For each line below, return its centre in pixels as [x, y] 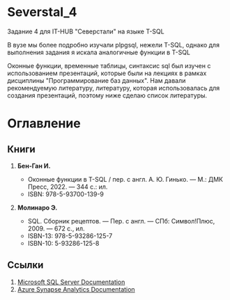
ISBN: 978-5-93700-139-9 [66, 194]
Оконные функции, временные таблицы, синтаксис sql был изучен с [109, 65]
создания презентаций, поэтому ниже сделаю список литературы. [107, 95]
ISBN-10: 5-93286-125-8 [63, 243]
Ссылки [25, 265]
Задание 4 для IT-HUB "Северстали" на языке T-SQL [86, 31]
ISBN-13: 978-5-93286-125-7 [70, 236]
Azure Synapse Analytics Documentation [76, 289]
